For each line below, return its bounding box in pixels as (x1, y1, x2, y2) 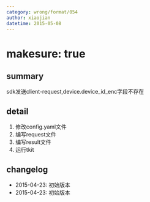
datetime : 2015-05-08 (6, 20, 62, 26)
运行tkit (15, 146, 35, 154)
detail (6, 106, 29, 116)
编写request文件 (15, 131, 56, 138)
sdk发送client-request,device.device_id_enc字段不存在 (6, 88, 144, 95)
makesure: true (6, 47, 86, 61)
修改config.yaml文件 (15, 123, 67, 130)
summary (6, 71, 44, 81)
